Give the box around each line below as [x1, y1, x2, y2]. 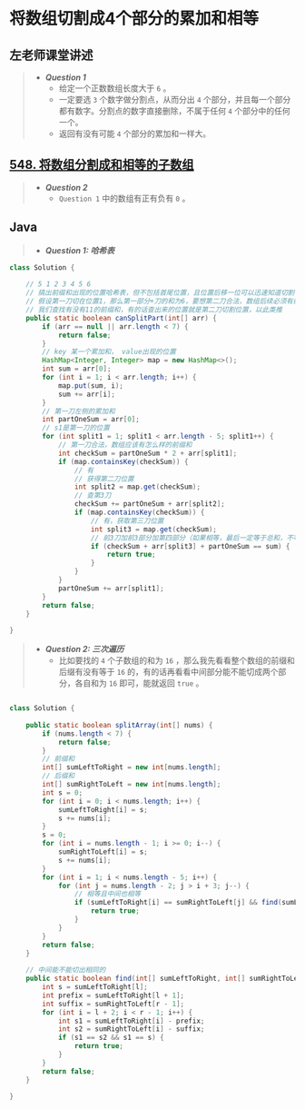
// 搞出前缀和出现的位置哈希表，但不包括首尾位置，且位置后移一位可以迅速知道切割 [25, 288, 295, 298]
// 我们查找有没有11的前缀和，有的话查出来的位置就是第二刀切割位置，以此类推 [25, 305, 283, 314]
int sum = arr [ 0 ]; [42, 364, 112, 373]
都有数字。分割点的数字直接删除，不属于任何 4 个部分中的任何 [58, 105, 290, 116]
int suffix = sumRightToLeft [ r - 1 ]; [42, 999, 184, 1008]
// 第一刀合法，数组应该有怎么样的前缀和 [57, 441, 192, 450]
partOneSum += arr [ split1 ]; [57, 583, 165, 593]
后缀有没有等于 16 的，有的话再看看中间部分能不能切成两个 [58, 667, 279, 678]
